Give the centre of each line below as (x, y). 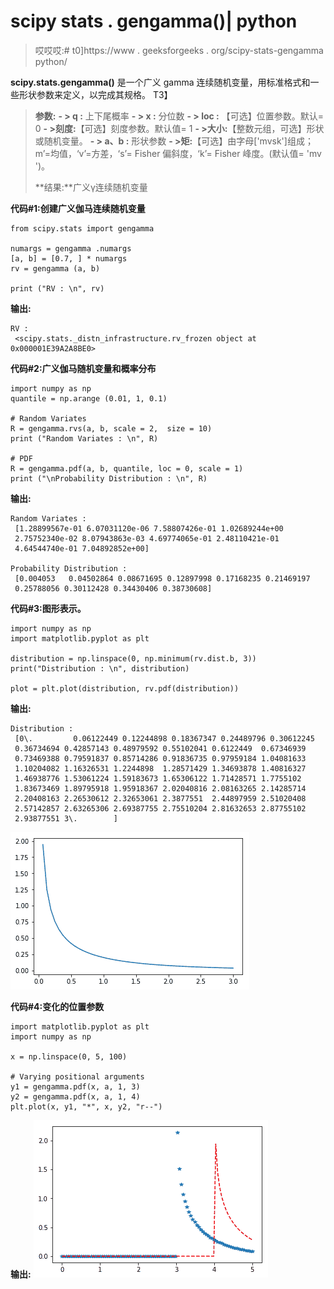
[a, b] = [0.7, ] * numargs (69, 258)
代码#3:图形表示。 (48, 608)
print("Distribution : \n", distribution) (100, 668)
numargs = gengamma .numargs (71, 248)
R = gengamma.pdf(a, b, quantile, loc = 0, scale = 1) (127, 468)
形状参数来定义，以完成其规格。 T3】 (95, 94)
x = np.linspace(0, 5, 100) (69, 1056)
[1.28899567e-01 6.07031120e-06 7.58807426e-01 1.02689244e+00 (149, 528)
